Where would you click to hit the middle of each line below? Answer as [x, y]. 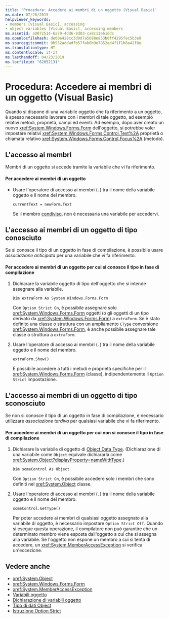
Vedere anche [28, 566]
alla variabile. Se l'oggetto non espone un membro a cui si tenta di [81, 540]
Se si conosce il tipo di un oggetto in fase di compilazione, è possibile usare [84, 250]
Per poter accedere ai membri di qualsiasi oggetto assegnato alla [80, 518]
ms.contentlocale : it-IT [31, 52]
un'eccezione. [27, 551]
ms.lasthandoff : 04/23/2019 [35, 57]
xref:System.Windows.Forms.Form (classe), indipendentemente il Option [88, 374]
